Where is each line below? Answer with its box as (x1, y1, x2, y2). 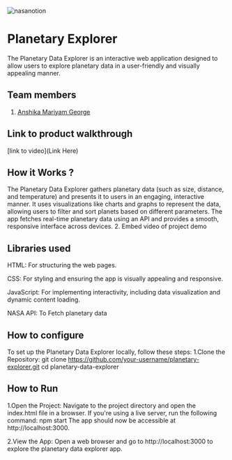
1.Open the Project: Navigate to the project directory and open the (7, 401, 196, 410)
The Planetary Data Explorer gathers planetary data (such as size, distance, (7, 185, 224, 193)
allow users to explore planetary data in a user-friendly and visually (7, 61, 201, 70)
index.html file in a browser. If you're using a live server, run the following (7, 408, 217, 417)
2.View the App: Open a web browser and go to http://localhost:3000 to (7, 437, 214, 445)
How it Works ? (7, 166, 75, 178)
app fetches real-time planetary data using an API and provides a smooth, (7, 215, 219, 223)
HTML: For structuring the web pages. (7, 261, 117, 269)
